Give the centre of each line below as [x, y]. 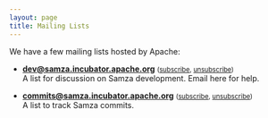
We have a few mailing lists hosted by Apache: [95, 51]
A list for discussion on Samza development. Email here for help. [141, 78]
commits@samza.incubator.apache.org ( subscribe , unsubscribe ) [137, 96]
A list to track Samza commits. [78, 105]
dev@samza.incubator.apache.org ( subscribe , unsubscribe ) [128, 69]
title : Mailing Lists [50, 26]
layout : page [33, 17]
